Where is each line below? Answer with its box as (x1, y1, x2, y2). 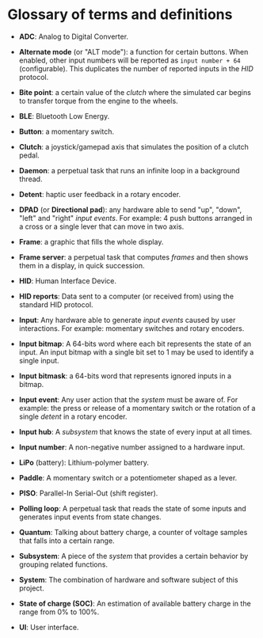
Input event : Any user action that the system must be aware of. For (18, 394, 238, 404)
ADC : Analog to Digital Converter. (18, 32, 128, 41)
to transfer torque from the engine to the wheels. (18, 96, 179, 105)
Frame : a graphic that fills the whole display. (18, 237, 164, 246)
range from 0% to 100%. (18, 607, 100, 617)
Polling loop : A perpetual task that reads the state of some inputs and (18, 503, 246, 513)
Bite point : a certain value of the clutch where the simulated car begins (18, 87, 251, 97)
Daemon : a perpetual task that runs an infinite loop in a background (18, 165, 240, 175)
